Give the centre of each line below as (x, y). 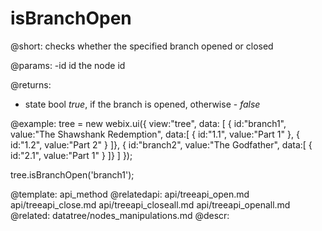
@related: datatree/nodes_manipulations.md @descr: (120, 215)
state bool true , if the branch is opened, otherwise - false (142, 104)
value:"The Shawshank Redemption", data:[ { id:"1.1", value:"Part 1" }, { (155, 134)
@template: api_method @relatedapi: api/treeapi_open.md (130, 194)
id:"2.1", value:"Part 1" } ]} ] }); (71, 155)
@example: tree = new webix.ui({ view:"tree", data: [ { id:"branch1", (148, 123)
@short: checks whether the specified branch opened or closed (142, 46)
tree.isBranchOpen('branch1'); (72, 174)
